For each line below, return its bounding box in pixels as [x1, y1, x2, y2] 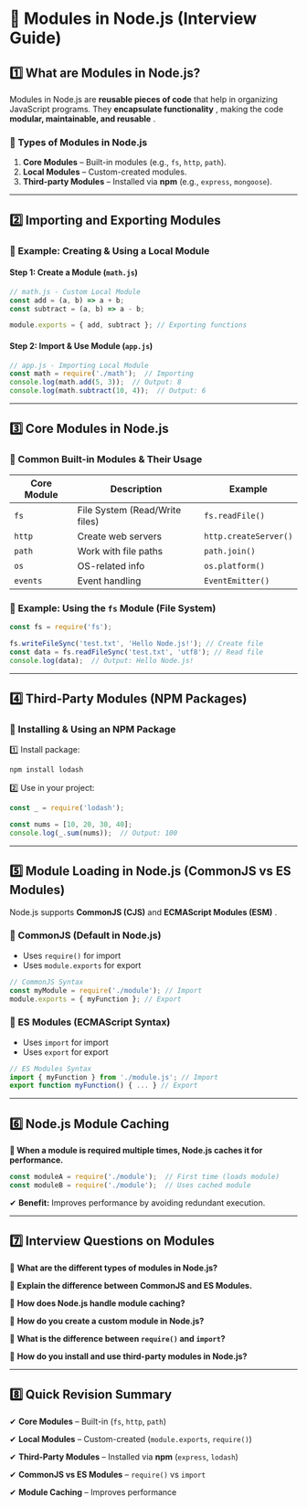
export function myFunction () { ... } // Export [9, 1081, 198, 1091]
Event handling [77, 574, 142, 587]
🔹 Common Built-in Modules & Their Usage [9, 453, 203, 466]
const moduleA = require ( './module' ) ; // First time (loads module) [9, 1173, 281, 1182]
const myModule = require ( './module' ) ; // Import [9, 985, 203, 995]
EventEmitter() [204, 575, 270, 585]
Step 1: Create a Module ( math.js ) [9, 267, 139, 278]
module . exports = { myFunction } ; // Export [9, 995, 182, 1004]
